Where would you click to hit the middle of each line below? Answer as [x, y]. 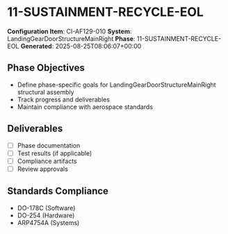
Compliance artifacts [47, 161]
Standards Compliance [58, 191]
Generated [36, 46]
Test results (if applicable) [55, 153]
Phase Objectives [46, 68]
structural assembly [46, 92]
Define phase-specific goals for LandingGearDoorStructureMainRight [117, 85]
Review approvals [42, 169]
